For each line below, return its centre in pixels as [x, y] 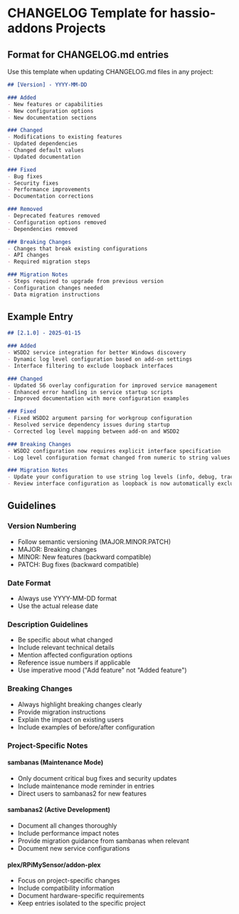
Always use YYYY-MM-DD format [67, 599]
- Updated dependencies [43, 144]
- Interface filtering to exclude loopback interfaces [90, 366]
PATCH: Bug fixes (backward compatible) [78, 564]
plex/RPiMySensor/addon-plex [54, 865]
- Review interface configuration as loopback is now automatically [111, 484]
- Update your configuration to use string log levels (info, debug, [113, 477]
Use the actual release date [58, 606]
